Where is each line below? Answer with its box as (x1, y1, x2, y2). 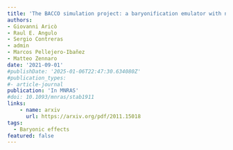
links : (7, 100, 26, 107)
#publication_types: (7, 74, 67, 82)
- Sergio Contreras (7, 36, 64, 43)
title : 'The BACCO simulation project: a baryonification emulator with (7, 10, 222, 17)
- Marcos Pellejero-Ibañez (7, 49, 85, 56)
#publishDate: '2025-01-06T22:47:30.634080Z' (7, 68, 141, 75)
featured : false (7, 132, 54, 139)
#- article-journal (7, 81, 64, 88)
